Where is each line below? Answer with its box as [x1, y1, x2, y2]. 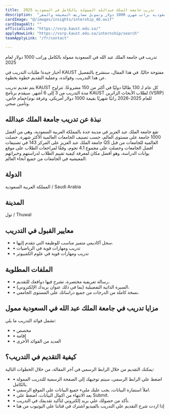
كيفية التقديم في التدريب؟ [5, 353, 77, 361]
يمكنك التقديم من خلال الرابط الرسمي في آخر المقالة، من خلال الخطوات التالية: [5, 366, 154, 372]
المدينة [5, 198, 24, 206]
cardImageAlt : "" [5, 21, 42, 27]
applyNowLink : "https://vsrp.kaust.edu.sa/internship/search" [5, 31, 139, 36]
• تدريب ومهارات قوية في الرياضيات [12, 245, 81, 251]
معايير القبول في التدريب [5, 226, 74, 235]
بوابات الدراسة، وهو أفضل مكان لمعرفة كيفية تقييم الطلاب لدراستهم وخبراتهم [5, 150, 150, 156]
